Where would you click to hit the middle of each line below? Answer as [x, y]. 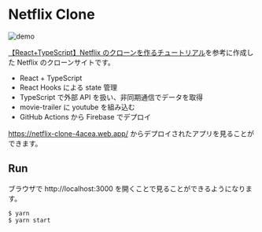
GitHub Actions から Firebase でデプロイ [85, 116]
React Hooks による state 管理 [68, 87]
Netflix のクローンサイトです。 [66, 62]
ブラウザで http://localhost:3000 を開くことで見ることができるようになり [127, 188]
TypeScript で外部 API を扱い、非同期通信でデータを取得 [111, 97]
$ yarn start [30, 220]
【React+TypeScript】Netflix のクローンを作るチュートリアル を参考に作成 [127, 52]
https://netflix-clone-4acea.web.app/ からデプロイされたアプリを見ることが [131, 133]
